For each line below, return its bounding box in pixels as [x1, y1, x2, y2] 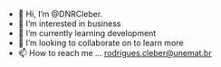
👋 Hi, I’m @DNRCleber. [17, 9, 103, 19]
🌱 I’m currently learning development [17, 28, 157, 38]
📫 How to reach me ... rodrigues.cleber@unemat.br [17, 48, 212, 58]
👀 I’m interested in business [17, 18, 121, 29]
